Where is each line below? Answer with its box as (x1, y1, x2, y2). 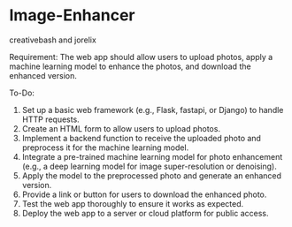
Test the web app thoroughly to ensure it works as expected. (21, 198, 244, 208)
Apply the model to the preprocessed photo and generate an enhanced (21, 170, 281, 181)
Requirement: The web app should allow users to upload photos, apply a (9, 51, 273, 62)
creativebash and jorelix (9, 34, 97, 45)
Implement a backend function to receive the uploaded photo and (21, 132, 261, 143)
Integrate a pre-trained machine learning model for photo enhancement (21, 151, 283, 162)
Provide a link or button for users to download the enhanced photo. (21, 189, 267, 200)
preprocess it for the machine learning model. (21, 142, 189, 153)
